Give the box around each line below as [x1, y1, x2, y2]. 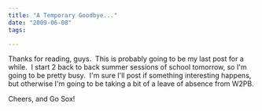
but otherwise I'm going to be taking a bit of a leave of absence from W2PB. [8, 79, 254, 88]
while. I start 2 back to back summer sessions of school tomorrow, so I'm [8, 63, 247, 72]
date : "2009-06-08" [8, 19, 72, 27]
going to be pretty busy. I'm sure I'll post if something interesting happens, [8, 71, 252, 81]
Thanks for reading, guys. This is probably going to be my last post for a [8, 54, 244, 63]
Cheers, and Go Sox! [8, 95, 76, 104]
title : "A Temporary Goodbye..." [8, 11, 118, 20]
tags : [8, 26, 26, 34]
